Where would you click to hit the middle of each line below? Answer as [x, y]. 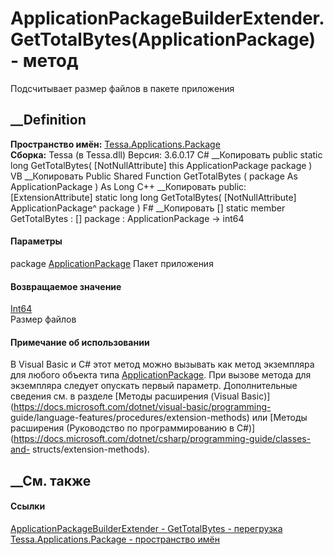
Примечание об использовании [80, 342]
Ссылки [28, 506]
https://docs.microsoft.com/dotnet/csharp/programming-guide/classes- [162, 439]
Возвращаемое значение [66, 286]
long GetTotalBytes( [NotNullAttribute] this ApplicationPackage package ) [161, 165]
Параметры [36, 241]
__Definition [48, 120]
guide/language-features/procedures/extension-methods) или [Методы [159, 418]
